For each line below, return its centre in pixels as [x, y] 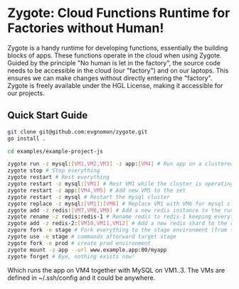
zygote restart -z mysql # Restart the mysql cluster [89, 197]
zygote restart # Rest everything [59, 178]
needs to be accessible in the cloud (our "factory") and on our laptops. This [118, 70]
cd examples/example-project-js [55, 151]
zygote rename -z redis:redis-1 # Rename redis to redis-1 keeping [110, 217]
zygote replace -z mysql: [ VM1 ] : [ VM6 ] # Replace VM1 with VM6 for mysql [116, 204]
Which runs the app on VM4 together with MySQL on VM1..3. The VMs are [116, 270]
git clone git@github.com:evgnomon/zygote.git [78, 132]
